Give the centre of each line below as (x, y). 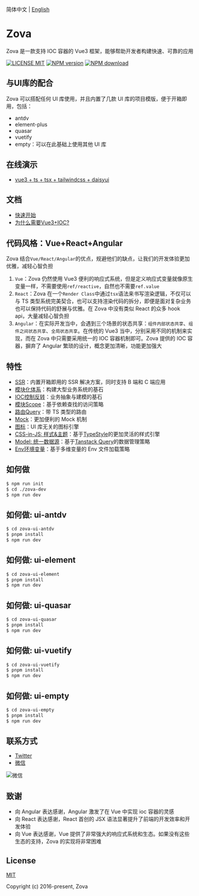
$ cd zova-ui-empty (30, 710)
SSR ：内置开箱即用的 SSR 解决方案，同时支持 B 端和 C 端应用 (90, 382)
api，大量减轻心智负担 (42, 316)
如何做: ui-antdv (37, 515)
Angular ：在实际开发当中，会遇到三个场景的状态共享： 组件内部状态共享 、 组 (104, 324)
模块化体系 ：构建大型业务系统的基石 (59, 389)
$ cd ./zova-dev (26, 489)
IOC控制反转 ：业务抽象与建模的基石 (59, 397)
